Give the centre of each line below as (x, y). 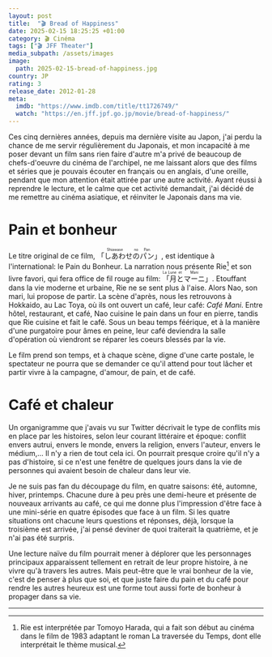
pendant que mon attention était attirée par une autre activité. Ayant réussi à (135, 180)
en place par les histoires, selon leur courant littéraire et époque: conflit (127, 436)
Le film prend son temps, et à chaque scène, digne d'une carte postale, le (132, 355)
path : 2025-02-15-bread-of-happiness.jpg (87, 69)
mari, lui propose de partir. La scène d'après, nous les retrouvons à (120, 296)
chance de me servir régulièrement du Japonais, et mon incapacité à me (129, 145)
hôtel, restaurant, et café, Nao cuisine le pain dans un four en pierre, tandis (134, 314)
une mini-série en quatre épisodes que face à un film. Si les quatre (119, 512)
